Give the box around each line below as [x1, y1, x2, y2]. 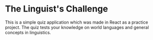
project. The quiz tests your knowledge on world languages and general [5, 24, 149, 30]
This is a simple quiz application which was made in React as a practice [5, 19, 148, 25]
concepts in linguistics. [5, 29, 51, 35]
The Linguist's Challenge [5, 3, 108, 14]
